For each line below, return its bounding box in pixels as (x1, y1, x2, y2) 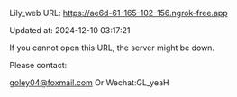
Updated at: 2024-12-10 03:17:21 (9, 25, 131, 35)
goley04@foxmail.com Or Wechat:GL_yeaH (9, 77, 169, 88)
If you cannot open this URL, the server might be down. (9, 42, 214, 53)
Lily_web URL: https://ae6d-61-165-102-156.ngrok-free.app (9, 8, 228, 18)
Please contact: (9, 60, 68, 70)
